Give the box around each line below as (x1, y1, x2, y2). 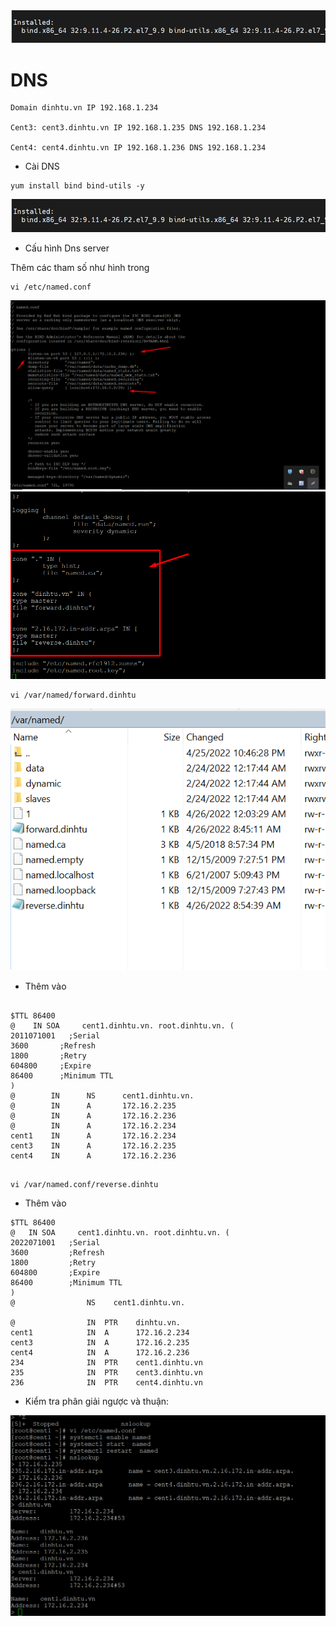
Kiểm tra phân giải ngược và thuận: (24, 1395, 170, 1407)
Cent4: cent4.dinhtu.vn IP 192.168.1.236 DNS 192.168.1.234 (10, 143, 267, 153)
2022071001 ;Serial (10, 1237, 101, 1248)
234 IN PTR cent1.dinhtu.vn (10, 1357, 203, 1368)
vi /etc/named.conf (10, 282, 92, 292)
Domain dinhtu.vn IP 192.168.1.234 (10, 103, 159, 113)
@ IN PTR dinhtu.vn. (10, 1317, 182, 1328)
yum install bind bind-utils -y (10, 181, 145, 191)
